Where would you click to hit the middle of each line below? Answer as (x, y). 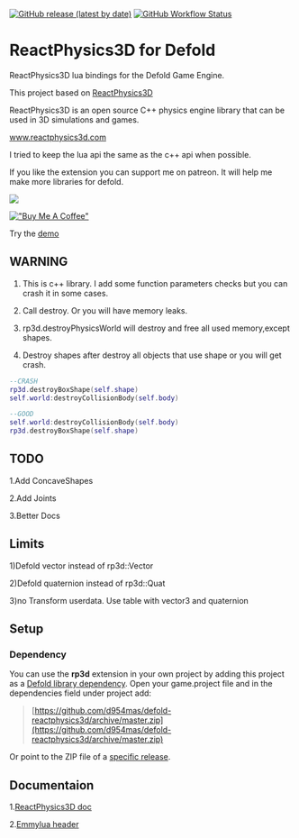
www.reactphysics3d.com (58, 137)
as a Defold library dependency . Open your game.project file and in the (141, 684)
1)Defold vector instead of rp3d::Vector (82, 565)
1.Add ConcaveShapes (51, 480)
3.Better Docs (35, 515)
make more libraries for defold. (67, 181)
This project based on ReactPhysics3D (81, 92)
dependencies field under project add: (80, 693)
